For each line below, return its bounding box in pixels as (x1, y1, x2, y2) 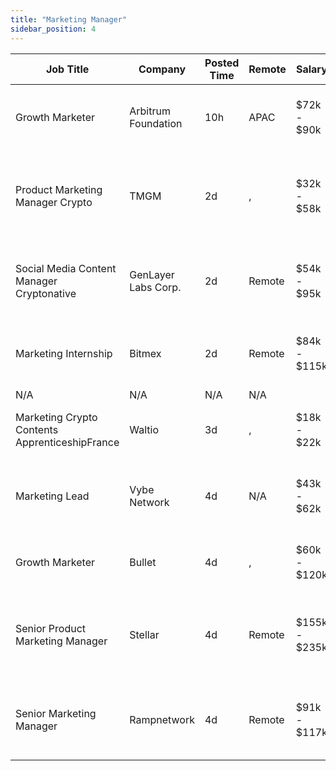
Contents (15, 422, 59, 436)
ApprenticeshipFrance (15, 435, 120, 449)
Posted (204, 56, 240, 70)
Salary (295, 62, 328, 76)
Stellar (129, 627, 160, 641)
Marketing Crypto (15, 410, 98, 424)
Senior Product (15, 621, 87, 635)
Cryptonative (15, 286, 77, 300)
